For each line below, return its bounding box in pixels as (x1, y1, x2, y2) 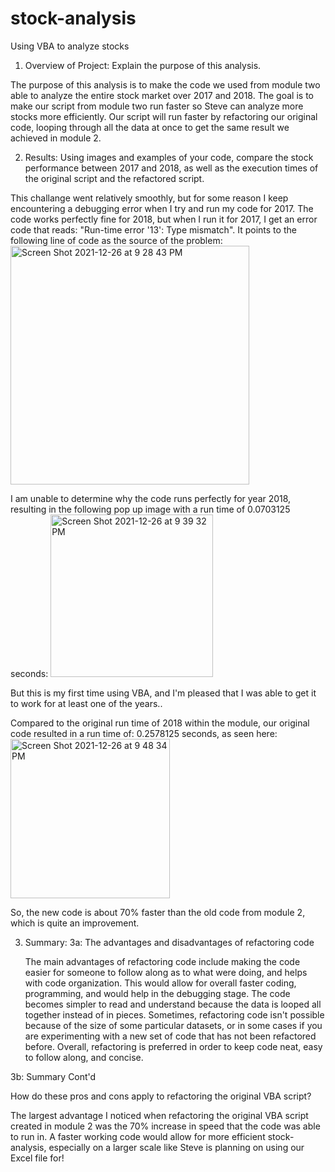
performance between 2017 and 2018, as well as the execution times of (24, 162, 319, 174)
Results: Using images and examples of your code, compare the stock (24, 151, 314, 163)
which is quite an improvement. (10, 917, 140, 929)
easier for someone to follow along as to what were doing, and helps (24, 966, 308, 978)
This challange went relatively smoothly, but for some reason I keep (10, 192, 289, 204)
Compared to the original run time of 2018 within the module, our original (10, 717, 310, 729)
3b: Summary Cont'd (10, 1070, 97, 1082)
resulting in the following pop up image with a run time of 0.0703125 (10, 503, 291, 515)
